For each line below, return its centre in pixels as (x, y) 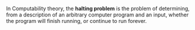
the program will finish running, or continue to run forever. (77, 21)
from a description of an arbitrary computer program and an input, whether (97, 15)
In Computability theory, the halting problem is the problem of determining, (98, 9)
